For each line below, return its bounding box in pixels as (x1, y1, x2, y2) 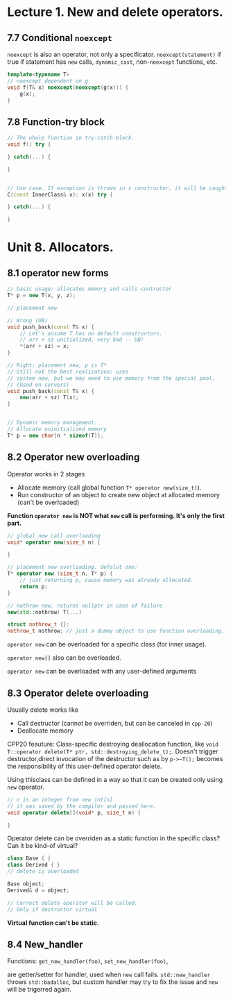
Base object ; (7, 881, 45, 887)
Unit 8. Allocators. (7, 240, 114, 256)
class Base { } (7, 855, 51, 862)
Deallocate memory (17, 726, 74, 735)
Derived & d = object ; (7, 887, 70, 894)
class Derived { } (7, 862, 60, 869)
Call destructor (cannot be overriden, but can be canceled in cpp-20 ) (17, 719, 213, 727)
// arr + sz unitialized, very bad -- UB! (19, 336, 144, 344)
